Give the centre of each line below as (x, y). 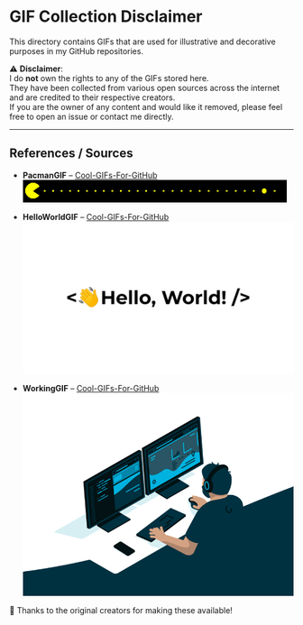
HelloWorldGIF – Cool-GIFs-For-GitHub (96, 216)
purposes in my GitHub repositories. (77, 51)
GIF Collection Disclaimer (106, 17)
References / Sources (71, 154)
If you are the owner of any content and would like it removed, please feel (146, 106)
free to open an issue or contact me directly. (92, 116)
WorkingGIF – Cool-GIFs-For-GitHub (91, 388)
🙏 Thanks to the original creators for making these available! (121, 610)
